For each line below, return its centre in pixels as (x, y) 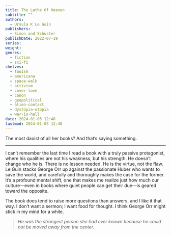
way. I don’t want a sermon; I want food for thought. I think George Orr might (85, 206)
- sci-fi (19, 62)
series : (13, 43)
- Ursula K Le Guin (31, 24)
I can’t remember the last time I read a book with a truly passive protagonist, (85, 153)
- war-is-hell (25, 114)
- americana (23, 76)
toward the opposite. (27, 191)
